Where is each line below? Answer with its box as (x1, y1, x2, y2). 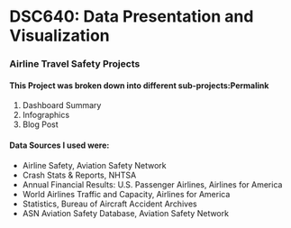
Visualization (9, 25, 110, 46)
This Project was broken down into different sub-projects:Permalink (9, 79, 269, 91)
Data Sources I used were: (9, 140, 110, 150)
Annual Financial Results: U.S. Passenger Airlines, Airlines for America (22, 178, 283, 190)
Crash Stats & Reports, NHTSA (22, 169, 137, 180)
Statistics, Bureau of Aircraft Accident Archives (22, 198, 197, 209)
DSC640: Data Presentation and (9, 6, 254, 27)
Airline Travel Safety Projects (9, 58, 141, 70)
